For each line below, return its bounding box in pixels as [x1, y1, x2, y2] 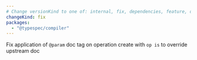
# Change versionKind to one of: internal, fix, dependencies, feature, [6, 8, 188, 15]
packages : [6, 19, 30, 25]
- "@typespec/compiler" [11, 25, 69, 31]
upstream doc [6, 48, 40, 55]
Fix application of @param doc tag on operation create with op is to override [6, 41, 188, 48]
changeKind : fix [6, 14, 46, 20]
